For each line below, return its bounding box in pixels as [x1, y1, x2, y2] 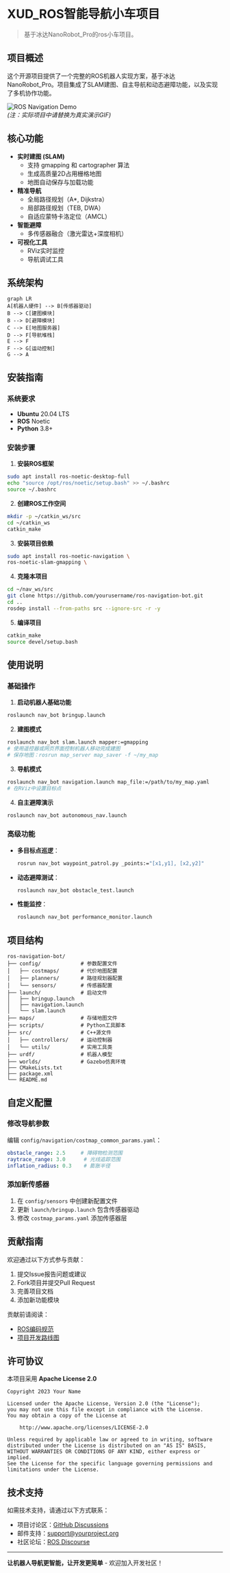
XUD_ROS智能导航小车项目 [7, 6, 160, 22]
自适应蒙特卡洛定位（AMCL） [27, 212, 112, 220]
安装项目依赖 [16, 539, 53, 547]
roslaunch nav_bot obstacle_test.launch [16, 887, 134, 894]
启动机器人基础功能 [16, 698, 72, 707]
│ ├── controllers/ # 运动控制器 [7, 1036, 113, 1044]
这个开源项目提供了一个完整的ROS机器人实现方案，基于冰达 [7, 71, 176, 80]
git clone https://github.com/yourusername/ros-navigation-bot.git [7, 592, 204, 600]
